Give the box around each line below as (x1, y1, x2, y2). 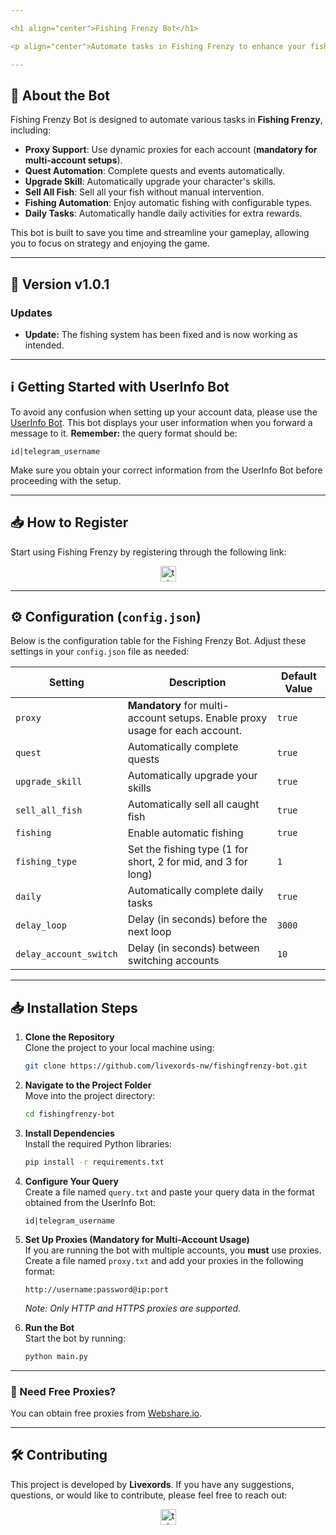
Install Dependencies (24, 1127, 115, 1139)
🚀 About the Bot (10, 87, 111, 104)
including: (10, 124, 52, 136)
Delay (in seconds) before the (127, 912, 268, 926)
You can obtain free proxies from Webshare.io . (10, 1407, 203, 1420)
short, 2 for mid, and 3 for (127, 855, 248, 869)
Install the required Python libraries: (24, 1138, 172, 1150)
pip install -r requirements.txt (24, 1157, 165, 1167)
